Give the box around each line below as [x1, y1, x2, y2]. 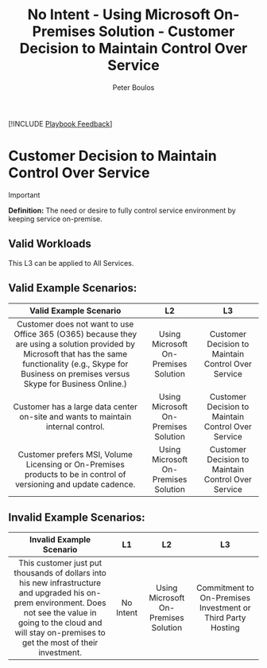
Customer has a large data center [13, 400, 137, 412]
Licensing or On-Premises [25, 459, 125, 470]
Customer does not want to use [17, 318, 134, 330]
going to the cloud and [17, 617, 103, 628]
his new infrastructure [19, 577, 102, 588]
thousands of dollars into [14, 568, 107, 579]
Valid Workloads [8, 237, 91, 251]
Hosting [210, 623, 240, 634]
